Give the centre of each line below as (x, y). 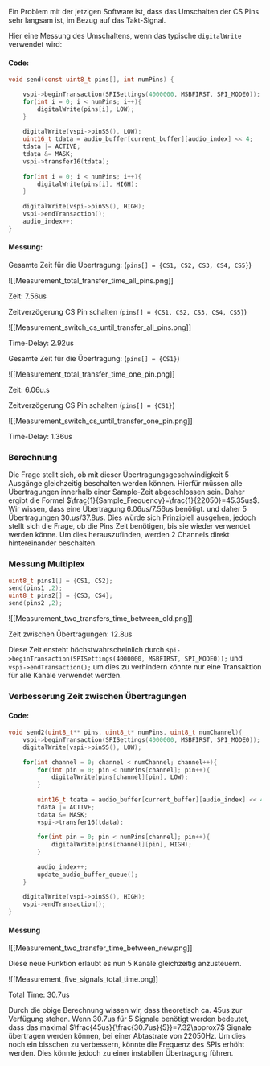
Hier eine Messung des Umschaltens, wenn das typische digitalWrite (125, 36)
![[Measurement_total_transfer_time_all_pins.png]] (91, 280)
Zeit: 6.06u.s (29, 389)
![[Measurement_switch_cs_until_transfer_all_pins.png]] (100, 327)
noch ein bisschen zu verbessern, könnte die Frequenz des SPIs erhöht (127, 1044)
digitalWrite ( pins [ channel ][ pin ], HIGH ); (122, 845)
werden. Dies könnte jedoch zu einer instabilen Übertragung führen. (121, 1053)
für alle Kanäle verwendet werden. (65, 675)
